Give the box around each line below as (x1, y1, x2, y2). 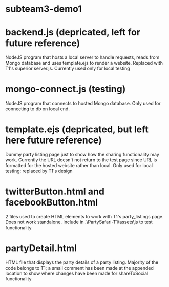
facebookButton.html (5, 197, 98, 208)
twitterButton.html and (5, 186, 105, 197)
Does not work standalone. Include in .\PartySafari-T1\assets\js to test (5, 219, 153, 225)
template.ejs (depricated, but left (5, 124, 149, 135)
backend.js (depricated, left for (5, 27, 141, 38)
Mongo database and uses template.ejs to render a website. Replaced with (5, 60, 163, 66)
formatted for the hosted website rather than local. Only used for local (5, 162, 153, 168)
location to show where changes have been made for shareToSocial (5, 270, 149, 276)
